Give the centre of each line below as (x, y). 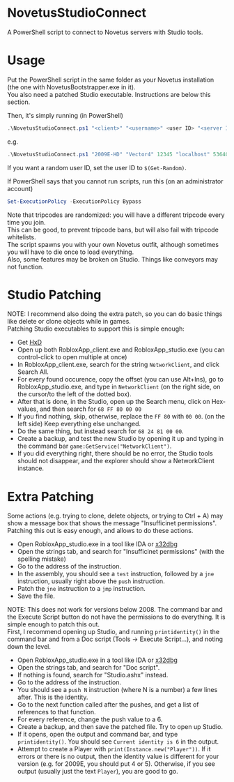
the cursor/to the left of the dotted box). (75, 394)
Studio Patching (54, 295)
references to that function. (56, 712)
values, (28, 409)
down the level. (29, 647)
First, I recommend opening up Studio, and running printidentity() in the (114, 632)
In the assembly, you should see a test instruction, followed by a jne (116, 574)
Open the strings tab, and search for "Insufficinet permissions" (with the (121, 552)
